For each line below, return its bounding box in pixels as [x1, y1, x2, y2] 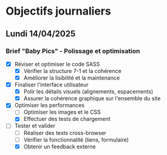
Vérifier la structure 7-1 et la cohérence [23, 67, 122, 74]
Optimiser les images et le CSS [23, 108, 101, 116]
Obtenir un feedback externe [23, 143, 96, 150]
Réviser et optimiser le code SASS [14, 60, 100, 67]
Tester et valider [14, 122, 56, 129]
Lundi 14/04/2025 [5, 29, 76, 39]
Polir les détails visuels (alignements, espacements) [23, 88, 154, 95]
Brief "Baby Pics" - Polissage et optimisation [5, 47, 140, 55]
